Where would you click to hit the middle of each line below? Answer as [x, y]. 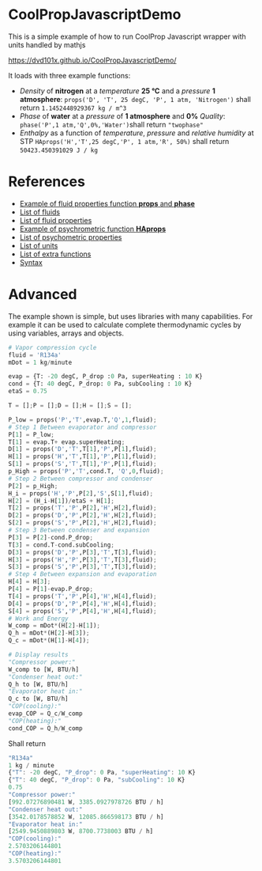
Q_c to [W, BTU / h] [38, 699]
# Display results [38, 655]
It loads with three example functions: [69, 75]
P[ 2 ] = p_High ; [33, 486]
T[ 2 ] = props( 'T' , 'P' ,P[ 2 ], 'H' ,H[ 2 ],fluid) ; [82, 508]
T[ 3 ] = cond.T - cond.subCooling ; [61, 545]
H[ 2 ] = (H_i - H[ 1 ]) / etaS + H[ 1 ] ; [61, 501]
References [47, 182]
